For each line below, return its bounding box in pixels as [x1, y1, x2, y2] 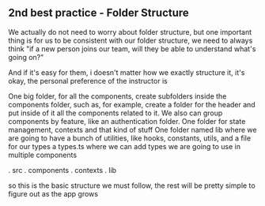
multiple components [8, 150, 78, 159]
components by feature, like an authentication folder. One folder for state [8, 116, 246, 125]
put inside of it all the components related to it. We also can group [8, 108, 223, 118]
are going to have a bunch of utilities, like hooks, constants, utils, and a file [8, 133, 252, 143]
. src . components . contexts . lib [8, 165, 117, 174]
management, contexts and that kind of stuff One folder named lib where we [8, 125, 257, 134]
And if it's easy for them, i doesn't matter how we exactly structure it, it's [8, 67, 245, 77]
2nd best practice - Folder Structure [8, 6, 190, 20]
